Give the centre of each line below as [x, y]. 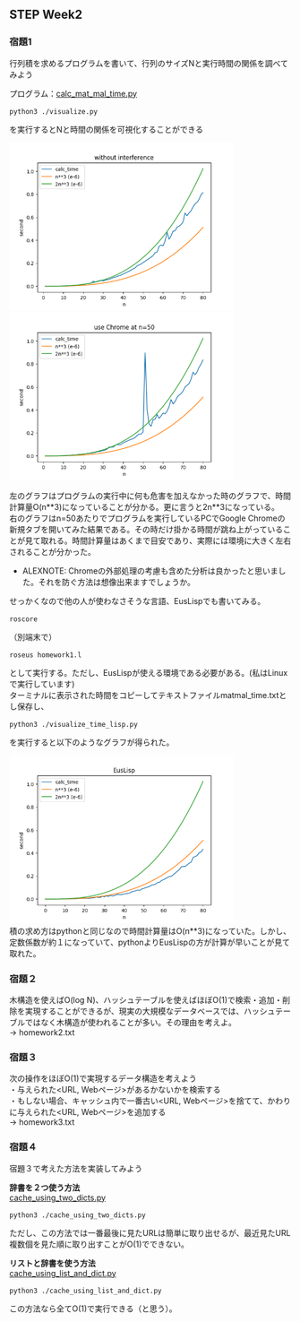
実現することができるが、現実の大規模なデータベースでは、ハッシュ [150, 1011]
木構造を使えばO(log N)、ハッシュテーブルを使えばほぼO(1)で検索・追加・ [146, 999]
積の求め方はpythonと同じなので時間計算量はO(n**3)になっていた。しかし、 [150, 930]
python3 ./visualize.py [54, 111]
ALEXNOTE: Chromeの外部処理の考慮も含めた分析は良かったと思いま [150, 570]
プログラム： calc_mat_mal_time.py [73, 93]
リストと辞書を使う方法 [52, 1263]
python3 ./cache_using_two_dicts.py [77, 1215]
